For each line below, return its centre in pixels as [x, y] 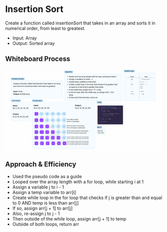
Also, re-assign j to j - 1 [36, 214]
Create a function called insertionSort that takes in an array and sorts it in [80, 23]
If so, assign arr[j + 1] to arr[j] [43, 208]
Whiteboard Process [38, 59]
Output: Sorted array [33, 43]
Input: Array [25, 38]
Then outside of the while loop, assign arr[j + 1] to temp [69, 219]
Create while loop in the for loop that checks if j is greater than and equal [87, 198]
